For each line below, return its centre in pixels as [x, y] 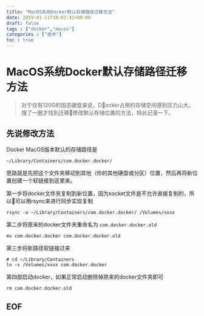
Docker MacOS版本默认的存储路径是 [52, 149]
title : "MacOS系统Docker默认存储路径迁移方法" [61, 12]
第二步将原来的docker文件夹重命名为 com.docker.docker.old [82, 224]
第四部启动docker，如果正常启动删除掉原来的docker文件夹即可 [85, 277]
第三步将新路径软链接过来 [38, 248]
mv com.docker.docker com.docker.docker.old [63, 236]
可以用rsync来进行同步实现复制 [54, 201]
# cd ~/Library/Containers [40, 259]
